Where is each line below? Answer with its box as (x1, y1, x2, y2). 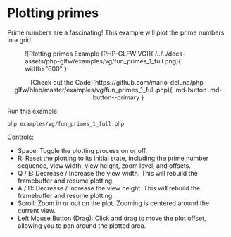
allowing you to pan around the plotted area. (17, 221, 146, 230)
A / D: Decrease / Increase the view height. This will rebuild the (17, 183, 201, 192)
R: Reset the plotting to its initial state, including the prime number (17, 154, 209, 162)
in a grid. (7, 35, 33, 44)
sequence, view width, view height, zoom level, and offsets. (17, 161, 192, 170)
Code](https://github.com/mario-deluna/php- (75, 78, 206, 86)
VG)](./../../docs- (137, 49, 186, 58)
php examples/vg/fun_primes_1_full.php (7, 120, 125, 128)
